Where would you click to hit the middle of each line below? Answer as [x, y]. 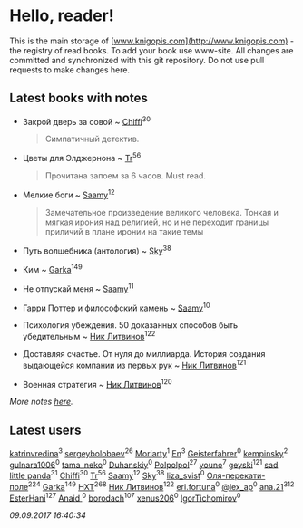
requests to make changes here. [69, 70]
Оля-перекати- [236, 475]
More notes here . [42, 402]
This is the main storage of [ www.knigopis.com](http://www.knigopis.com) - [152, 41]
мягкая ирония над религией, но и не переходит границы [157, 222]
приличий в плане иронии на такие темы [124, 231]
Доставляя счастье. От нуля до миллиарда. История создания [144, 354]
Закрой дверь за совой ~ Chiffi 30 [87, 120]
